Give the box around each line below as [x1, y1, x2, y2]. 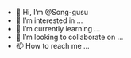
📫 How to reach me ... [15, 42, 90, 50]
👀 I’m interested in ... [15, 16, 83, 25]
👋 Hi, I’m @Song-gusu [15, 8, 89, 16]
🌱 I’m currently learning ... [15, 24, 101, 33]
